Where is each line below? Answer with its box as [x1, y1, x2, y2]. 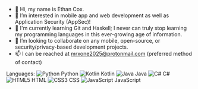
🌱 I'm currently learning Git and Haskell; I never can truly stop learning [14, 24, 187, 31]
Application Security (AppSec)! [14, 18, 91, 25]
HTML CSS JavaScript [32, 77, 141, 83]
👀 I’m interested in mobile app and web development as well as [14, 12, 169, 19]
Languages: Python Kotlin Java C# [6, 70, 171, 77]
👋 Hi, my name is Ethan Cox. [14, 6, 84, 12]
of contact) [14, 59, 43, 65]
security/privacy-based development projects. [14, 43, 128, 50]
